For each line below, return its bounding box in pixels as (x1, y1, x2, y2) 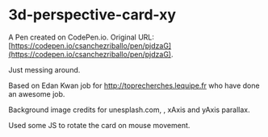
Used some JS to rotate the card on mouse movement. (8, 120, 191, 130)
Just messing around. (8, 64, 81, 74)
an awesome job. (8, 89, 65, 98)
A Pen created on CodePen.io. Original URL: (8, 32, 155, 42)
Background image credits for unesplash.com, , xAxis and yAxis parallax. (8, 105, 250, 114)
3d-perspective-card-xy (8, 6, 176, 24)
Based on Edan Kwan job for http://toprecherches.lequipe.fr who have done (8, 81, 260, 90)
